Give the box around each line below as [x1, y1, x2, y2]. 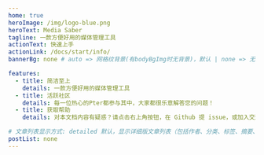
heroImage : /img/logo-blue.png [8, 19, 111, 27]
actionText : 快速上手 [8, 41, 75, 49]
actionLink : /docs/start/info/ [8, 48, 111, 56]
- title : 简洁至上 [15, 76, 71, 85]
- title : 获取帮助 [15, 106, 71, 114]
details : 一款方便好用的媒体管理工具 [22, 84, 130, 92]
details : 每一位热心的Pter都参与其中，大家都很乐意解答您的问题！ [22, 99, 214, 107]
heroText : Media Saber [8, 26, 82, 34]
